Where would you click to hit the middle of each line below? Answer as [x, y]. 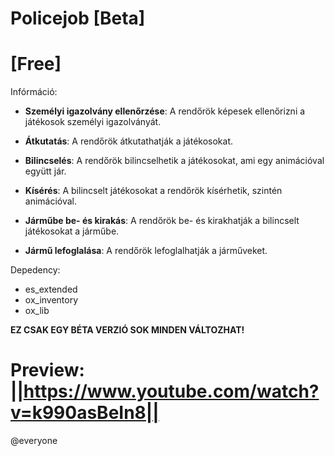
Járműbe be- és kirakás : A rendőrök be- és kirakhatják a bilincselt [162, 221]
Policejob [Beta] [78, 18]
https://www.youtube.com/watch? [171, 391]
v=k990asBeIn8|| [85, 413]
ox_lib [37, 311]
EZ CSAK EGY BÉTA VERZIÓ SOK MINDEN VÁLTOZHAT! [127, 330]
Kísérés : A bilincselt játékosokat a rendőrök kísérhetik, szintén [153, 191]
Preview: [47, 370]
